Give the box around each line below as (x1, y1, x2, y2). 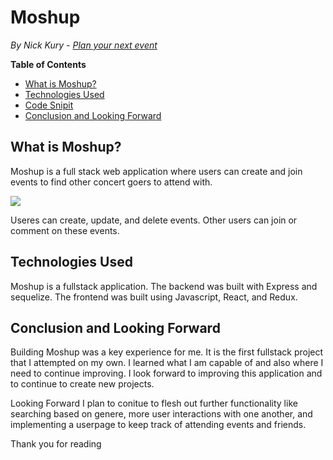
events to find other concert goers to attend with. (10, 176, 213, 188)
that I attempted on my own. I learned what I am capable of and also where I (10, 357, 324, 369)
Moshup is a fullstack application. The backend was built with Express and (10, 280, 318, 292)
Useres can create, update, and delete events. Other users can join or (10, 214, 298, 226)
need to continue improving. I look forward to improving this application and (10, 367, 323, 380)
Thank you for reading (10, 438, 102, 450)
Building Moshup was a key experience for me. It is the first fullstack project (10, 346, 324, 358)
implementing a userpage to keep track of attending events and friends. (10, 419, 307, 431)
